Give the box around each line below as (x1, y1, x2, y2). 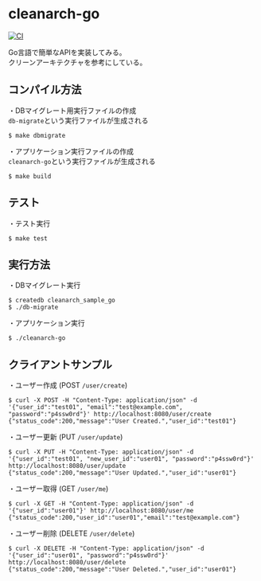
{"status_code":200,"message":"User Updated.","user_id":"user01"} (8, 469, 237, 478)
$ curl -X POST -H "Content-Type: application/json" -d (8, 396, 197, 404)
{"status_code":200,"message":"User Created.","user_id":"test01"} (8, 417, 237, 426)
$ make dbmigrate (8, 131, 66, 139)
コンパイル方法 (8, 83, 82, 96)
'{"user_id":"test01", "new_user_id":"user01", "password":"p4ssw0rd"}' (8, 455, 255, 463)
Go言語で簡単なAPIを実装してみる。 (8, 47, 127, 57)
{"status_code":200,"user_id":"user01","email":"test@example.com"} (8, 514, 240, 522)
